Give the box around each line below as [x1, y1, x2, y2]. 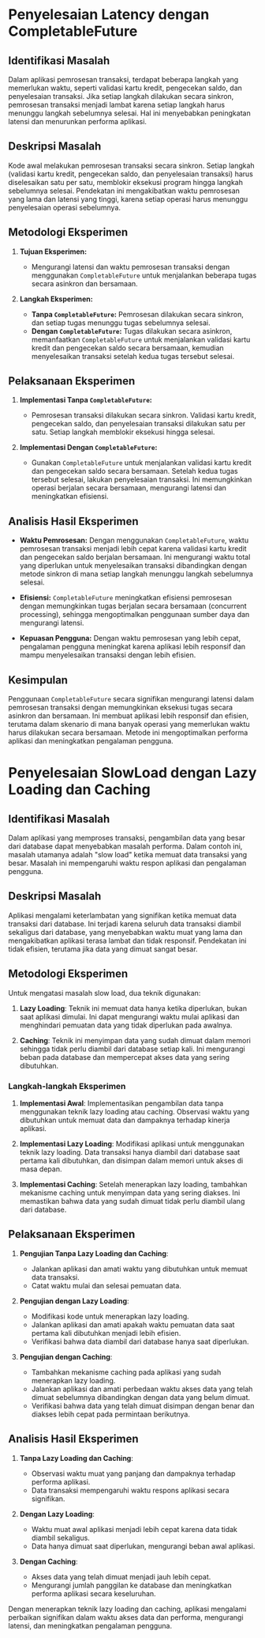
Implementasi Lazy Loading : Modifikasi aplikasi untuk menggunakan [19, 1139, 244, 1148]
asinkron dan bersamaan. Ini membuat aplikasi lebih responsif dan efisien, [8, 711, 249, 721]
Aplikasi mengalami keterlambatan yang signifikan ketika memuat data [8, 910, 237, 920]
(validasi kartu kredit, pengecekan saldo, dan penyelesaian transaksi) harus [8, 168, 254, 179]
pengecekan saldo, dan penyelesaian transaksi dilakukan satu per [31, 419, 246, 429]
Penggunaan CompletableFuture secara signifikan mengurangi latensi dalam [8, 694, 255, 704]
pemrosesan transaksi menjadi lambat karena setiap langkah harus [8, 100, 226, 109]
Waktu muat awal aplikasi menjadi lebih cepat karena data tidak [31, 1524, 238, 1534]
